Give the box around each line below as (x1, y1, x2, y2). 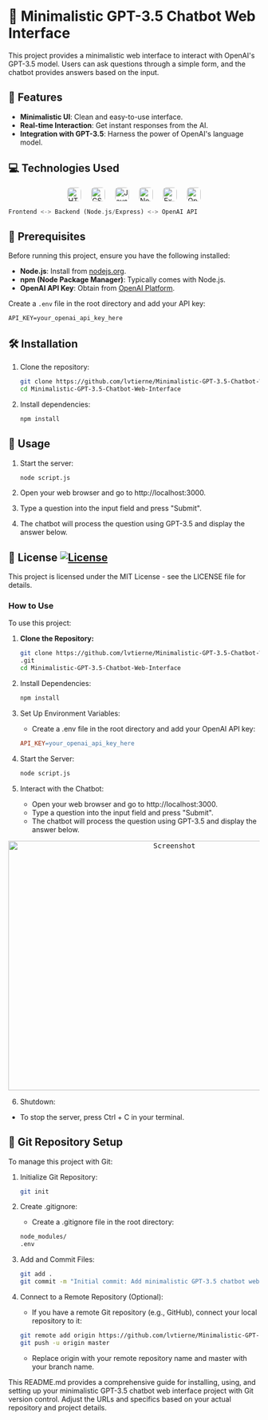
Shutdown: (19, 1097, 56, 1106)
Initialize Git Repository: (19, 1172, 98, 1181)
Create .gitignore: (19, 1202, 78, 1212)
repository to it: (31, 1315, 82, 1325)
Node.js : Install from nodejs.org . (19, 267, 127, 276)
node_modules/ (19, 1233, 67, 1241)
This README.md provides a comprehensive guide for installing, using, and (8, 1377, 257, 1386)
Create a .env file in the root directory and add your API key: (8, 299, 206, 308)
